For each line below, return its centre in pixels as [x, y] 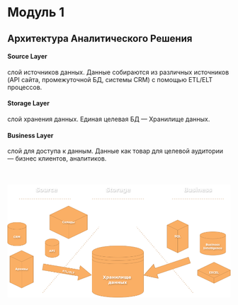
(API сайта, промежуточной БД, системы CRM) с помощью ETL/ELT [110, 79]
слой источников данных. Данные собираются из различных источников [118, 72]
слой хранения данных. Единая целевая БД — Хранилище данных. [109, 119]
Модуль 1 [36, 12]
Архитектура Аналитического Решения [100, 39]
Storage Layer [28, 103]
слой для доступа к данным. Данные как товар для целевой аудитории [115, 151]
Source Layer [27, 57]
